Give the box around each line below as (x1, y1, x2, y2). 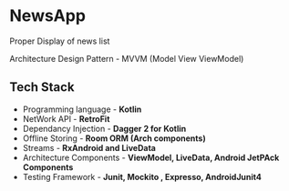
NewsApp (9, 5, 87, 26)
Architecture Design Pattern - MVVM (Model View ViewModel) (9, 53, 244, 64)
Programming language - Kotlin (22, 104, 142, 115)
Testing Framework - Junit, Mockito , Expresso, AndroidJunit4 (22, 171, 263, 182)
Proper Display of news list (9, 35, 110, 46)
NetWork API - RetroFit (22, 113, 110, 124)
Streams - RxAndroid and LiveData (22, 142, 157, 153)
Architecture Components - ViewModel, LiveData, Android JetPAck (22, 152, 280, 163)
